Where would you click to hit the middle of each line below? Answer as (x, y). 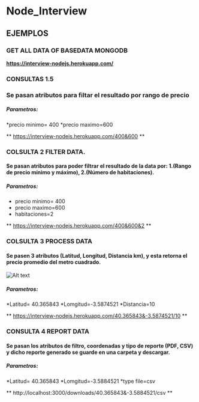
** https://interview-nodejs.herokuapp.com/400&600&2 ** (79, 226)
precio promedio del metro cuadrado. (54, 262)
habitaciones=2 (34, 214)
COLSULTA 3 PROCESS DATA (49, 242)
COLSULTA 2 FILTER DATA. (46, 151)
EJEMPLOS (28, 33)
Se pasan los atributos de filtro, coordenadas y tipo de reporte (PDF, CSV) (100, 346)
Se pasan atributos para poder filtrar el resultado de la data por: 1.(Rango (99, 166)
